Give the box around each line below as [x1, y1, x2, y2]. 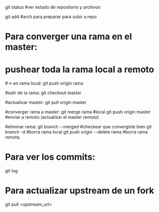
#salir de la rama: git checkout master [5, 90, 82, 96]
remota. [5, 134, 21, 140]
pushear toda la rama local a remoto [5, 64, 155, 75]
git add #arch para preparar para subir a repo [5, 14, 97, 19]
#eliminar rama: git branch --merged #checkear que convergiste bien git [5, 124, 152, 130]
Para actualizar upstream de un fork [5, 185, 155, 196]
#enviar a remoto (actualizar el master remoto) [5, 114, 99, 120]
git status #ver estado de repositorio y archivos [5, 4, 101, 10]
